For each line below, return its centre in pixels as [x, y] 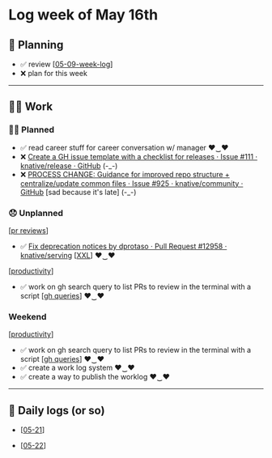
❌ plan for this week [53, 73]
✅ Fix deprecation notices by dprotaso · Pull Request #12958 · [123, 246]
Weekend [28, 316]
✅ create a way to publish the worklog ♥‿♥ [95, 377]
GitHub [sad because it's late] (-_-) [78, 192]
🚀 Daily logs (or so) [57, 410]
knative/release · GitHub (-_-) [69, 165]
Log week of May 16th [83, 15]
